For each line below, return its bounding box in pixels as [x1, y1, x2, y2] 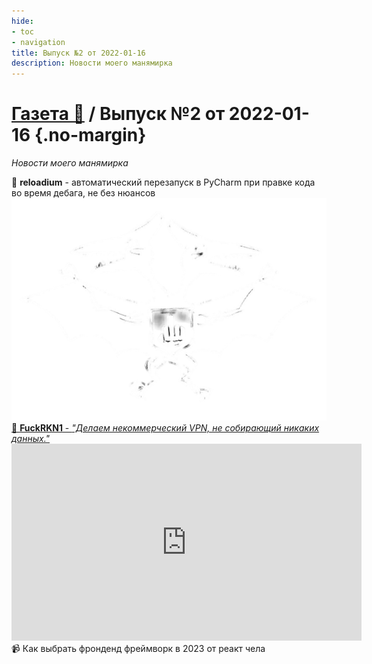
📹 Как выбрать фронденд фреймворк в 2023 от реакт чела [11, 643, 266, 655]
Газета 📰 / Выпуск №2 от [11, 103, 226, 125]
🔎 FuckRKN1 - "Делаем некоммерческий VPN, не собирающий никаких [11, 422, 320, 434]
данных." [11, 433, 51, 445]
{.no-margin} [34, 124, 147, 147]
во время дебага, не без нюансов [11, 187, 156, 199]
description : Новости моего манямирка [11, 58, 173, 69]
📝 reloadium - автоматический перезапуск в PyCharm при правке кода [11, 176, 316, 189]
